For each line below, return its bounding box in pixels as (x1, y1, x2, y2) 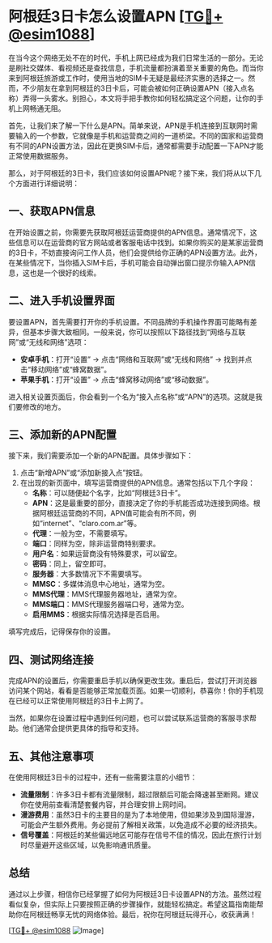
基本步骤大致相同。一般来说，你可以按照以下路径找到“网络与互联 (29, 327, 246, 337)
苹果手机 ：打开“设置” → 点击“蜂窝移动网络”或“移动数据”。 (19, 374, 214, 384)
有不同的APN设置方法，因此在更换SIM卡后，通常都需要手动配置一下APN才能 (8, 141, 264, 151)
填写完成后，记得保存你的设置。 (8, 627, 115, 636)
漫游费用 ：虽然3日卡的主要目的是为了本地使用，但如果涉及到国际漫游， (19, 810, 259, 819)
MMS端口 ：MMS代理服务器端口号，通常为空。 (32, 600, 189, 610)
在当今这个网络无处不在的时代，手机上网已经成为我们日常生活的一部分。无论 (8, 53, 264, 62)
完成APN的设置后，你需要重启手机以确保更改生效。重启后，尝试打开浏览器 (8, 676, 257, 686)
